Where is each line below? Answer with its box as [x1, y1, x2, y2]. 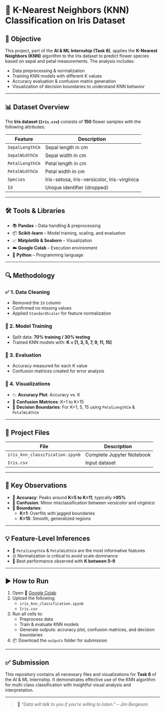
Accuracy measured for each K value [12, 362, 87, 368]
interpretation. [5, 687, 34, 693]
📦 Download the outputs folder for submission [12, 637, 108, 643]
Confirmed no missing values [12, 305, 72, 311]
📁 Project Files [5, 428, 50, 436]
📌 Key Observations [5, 481, 67, 490]
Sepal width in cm [45, 152, 86, 158]
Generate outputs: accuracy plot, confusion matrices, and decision [19, 627, 155, 633]
